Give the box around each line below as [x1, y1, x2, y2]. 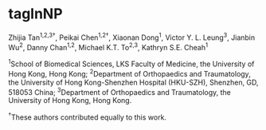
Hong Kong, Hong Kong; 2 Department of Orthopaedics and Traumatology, [8, 67, 251, 78]
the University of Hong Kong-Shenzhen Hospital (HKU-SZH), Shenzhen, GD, [8, 77, 259, 87]
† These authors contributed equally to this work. [8, 111, 167, 122]
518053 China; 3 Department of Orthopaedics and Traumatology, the [8, 85, 231, 97]
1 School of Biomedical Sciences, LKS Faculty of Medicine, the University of [8, 57, 255, 69]
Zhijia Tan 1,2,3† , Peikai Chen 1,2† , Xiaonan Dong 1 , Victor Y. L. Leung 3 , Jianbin [8, 31, 256, 42]
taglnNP [8, 5, 63, 23]
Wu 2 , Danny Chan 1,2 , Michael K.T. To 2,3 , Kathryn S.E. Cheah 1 [8, 41, 209, 52]
